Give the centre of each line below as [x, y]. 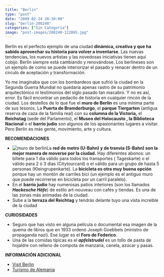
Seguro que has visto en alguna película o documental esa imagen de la [85, 224]
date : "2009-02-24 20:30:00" [35, 19]
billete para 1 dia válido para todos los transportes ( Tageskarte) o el [81, 158]
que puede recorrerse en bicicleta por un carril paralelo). [70, 179]
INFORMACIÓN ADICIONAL [33, 255]
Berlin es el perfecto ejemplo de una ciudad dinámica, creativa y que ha [78, 46]
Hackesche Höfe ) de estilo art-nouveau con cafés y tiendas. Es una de [84, 190]
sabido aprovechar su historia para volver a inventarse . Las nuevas [74, 52]
